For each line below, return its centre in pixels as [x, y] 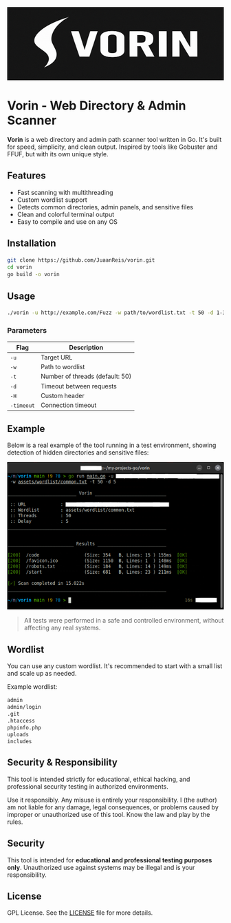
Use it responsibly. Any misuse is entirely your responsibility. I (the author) [112, 800]
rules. [15, 822]
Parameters [27, 330]
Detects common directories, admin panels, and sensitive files [105, 207]
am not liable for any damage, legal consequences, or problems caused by [113, 807]
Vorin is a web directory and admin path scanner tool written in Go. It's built [114, 139]
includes [20, 741]
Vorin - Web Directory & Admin [97, 106]
